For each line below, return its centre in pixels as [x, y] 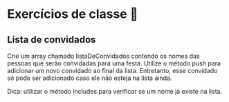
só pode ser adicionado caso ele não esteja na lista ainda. [90, 78]
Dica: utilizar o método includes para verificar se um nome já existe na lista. [115, 91]
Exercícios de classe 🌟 [73, 14]
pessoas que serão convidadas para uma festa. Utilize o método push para [114, 63]
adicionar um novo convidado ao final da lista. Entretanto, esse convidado [112, 71]
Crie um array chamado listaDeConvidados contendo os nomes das [103, 56]
